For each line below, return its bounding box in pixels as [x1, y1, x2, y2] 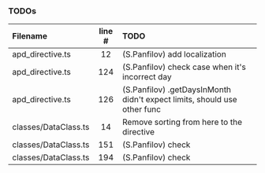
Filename [12, 31, 47, 42]
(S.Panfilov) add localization [121, 49, 226, 60]
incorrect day [121, 72, 172, 83]
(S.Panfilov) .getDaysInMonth [121, 84, 231, 95]
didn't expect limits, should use [121, 94, 238, 105]
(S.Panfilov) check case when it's [121, 61, 246, 72]
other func [121, 104, 162, 115]
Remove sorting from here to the [121, 116, 243, 127]
